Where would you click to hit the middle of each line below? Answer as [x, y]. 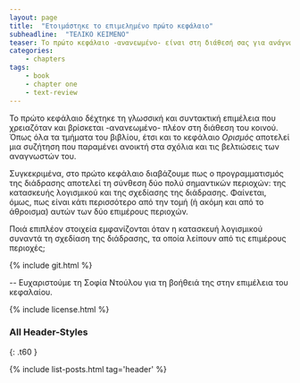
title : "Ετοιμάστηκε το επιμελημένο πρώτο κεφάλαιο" [112, 26]
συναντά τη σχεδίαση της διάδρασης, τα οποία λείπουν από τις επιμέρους [148, 238]
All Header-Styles [49, 332]
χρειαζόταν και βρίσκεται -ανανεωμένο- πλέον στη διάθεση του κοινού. [144, 127]
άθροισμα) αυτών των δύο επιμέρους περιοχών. [99, 211]
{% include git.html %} [51, 265]
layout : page [33, 17]
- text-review [51, 92]
